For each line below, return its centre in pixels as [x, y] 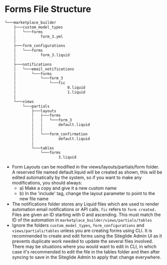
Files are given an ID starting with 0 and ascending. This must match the [86, 215]
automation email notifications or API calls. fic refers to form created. [84, 209]
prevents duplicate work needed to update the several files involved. [82, 241]
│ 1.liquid [49, 92]
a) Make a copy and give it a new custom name [68, 188]
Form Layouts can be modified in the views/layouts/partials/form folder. [85, 167]
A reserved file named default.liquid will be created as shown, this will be [87, 172]
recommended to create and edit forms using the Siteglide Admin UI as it [87, 236]
